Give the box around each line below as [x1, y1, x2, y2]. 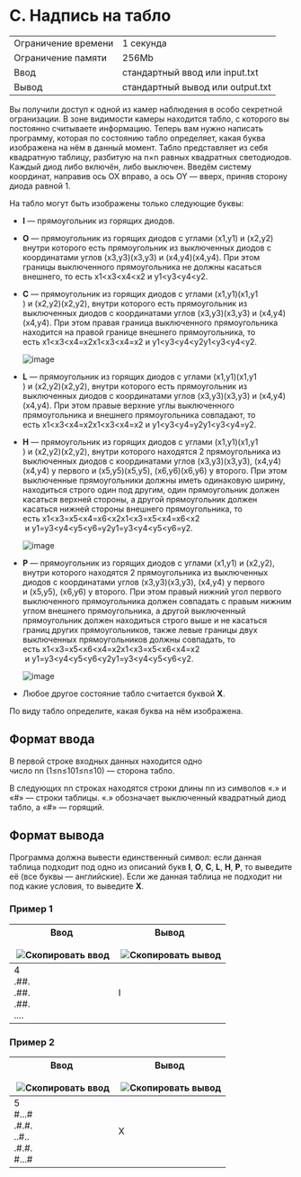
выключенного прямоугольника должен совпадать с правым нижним [22, 595, 292, 606]
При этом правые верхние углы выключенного [53, 400, 235, 411]
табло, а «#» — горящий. [9, 801, 105, 812]
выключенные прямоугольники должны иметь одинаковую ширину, [22, 475, 286, 485]
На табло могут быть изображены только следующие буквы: [9, 197, 244, 208]
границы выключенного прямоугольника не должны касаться [22, 261, 262, 272]
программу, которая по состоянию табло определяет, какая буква [9, 132, 266, 143]
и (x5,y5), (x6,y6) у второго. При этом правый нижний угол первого [22, 586, 282, 597]
